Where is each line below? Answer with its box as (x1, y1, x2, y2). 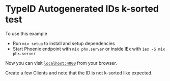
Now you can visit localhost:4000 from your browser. (5, 60, 117, 66)
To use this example (5, 30, 47, 36)
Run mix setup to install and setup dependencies (12, 40, 115, 46)
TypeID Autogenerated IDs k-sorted (5, 3, 159, 15)
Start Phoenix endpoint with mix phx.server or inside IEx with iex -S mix (12, 46, 165, 52)
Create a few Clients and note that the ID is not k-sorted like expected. (5, 69, 153, 76)
